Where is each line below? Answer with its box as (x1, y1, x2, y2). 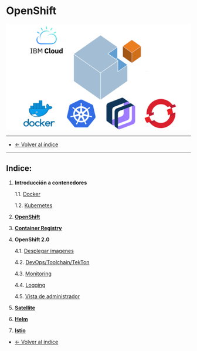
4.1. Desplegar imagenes (14, 247, 74, 254)
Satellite (14, 304, 36, 311)
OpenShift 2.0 (14, 236, 50, 243)
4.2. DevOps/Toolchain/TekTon (14, 258, 90, 265)
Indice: (6, 163, 32, 174)
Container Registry (14, 224, 62, 231)
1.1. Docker (14, 190, 41, 197)
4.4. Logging (14, 281, 46, 288)
